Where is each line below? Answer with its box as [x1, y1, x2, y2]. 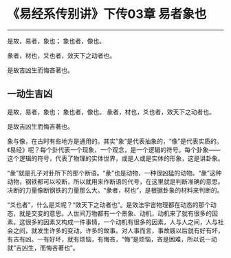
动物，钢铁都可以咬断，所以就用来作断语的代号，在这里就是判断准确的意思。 [7, 177, 224, 186]
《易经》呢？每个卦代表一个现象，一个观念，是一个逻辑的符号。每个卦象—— [7, 145, 221, 153]
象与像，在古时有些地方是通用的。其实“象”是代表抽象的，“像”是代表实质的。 [7, 137, 223, 145]
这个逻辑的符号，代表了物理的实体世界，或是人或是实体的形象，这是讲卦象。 [7, 154, 224, 162]
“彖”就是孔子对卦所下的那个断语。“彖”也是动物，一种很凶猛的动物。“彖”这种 [7, 169, 222, 177]
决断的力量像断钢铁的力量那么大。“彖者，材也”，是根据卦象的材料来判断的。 [7, 186, 223, 194]
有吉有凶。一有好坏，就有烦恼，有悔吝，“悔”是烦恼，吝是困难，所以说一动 [7, 235, 218, 243]
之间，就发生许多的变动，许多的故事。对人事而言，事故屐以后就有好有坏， [12, 226, 224, 235]
